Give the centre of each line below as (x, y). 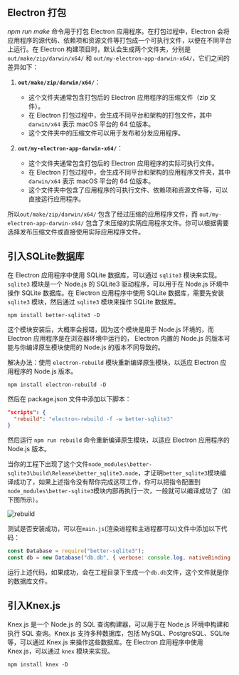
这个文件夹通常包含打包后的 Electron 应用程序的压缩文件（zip (118, 97)
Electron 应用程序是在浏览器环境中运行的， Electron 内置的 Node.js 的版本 (116, 338)
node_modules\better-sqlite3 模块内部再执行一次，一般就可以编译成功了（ (116, 491)
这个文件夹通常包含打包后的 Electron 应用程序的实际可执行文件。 (123, 163)
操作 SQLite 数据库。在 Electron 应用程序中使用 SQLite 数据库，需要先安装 (116, 293)
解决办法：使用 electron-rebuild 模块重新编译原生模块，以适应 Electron (113, 362)
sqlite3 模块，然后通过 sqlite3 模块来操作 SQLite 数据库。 (94, 302)
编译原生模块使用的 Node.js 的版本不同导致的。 (95, 347)
